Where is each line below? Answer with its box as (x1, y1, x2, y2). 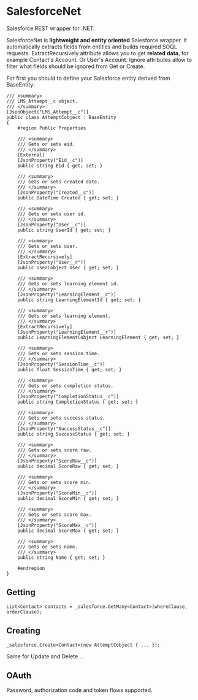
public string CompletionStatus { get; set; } (17, 399, 139, 405)
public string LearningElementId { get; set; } (17, 296, 141, 303)
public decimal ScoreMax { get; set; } (17, 528, 120, 534)
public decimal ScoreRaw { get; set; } (17, 463, 120, 469)
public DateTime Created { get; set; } (17, 194, 120, 201)
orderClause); (6, 609, 43, 615)
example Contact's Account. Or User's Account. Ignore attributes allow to (6, 56, 192, 63)
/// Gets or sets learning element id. (17, 280, 120, 287)
